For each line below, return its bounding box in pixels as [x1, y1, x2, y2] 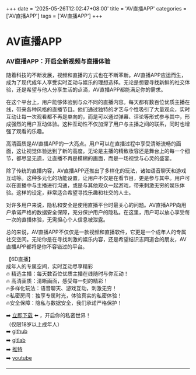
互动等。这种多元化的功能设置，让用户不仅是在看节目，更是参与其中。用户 [6, 175, 185, 182]
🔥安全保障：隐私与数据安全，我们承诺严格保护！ [6, 300, 123, 307]
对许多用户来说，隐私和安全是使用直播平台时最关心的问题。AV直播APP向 [6, 202, 181, 209]
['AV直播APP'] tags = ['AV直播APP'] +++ [6, 12, 103, 19]
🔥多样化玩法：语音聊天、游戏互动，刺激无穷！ [6, 285, 118, 292]
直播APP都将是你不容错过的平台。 [6, 243, 88, 250]
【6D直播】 [6, 256, 34, 263]
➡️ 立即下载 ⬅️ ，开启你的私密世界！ [6, 312, 92, 319]
